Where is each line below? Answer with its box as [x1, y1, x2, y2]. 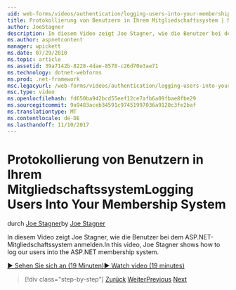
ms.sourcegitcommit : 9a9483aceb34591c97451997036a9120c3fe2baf [7, 102, 197, 109]
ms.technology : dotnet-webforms [7, 69, 102, 76]
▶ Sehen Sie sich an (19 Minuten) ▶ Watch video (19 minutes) [7, 261, 185, 270]
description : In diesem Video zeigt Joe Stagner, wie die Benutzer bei [7, 29, 221, 37]
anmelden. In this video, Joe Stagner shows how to [74, 240, 221, 249]
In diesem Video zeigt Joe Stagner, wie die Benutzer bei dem [7, 233, 184, 242]
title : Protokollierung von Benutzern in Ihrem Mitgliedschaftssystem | [7, 17, 225, 24]
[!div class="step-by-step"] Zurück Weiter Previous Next [24, 275, 188, 284]
